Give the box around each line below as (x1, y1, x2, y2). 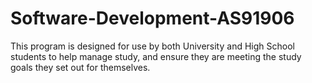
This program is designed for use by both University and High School (10, 40, 295, 52)
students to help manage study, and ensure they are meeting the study (10, 50, 302, 62)
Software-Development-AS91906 (10, 7, 295, 30)
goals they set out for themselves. (10, 61, 151, 73)
